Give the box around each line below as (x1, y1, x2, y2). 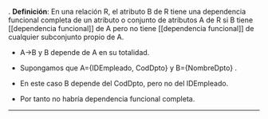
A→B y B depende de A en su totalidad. (19, 48, 150, 57)
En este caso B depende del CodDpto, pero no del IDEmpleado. (19, 79, 229, 88)
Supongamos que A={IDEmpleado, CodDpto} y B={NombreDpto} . (19, 63, 238, 73)
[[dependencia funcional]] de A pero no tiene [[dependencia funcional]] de (8, 24, 254, 33)
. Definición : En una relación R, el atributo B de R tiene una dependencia (8, 7, 246, 16)
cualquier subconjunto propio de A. (8, 32, 124, 42)
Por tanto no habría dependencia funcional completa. (19, 94, 195, 103)
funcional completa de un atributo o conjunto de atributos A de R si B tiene (8, 15, 254, 25)
